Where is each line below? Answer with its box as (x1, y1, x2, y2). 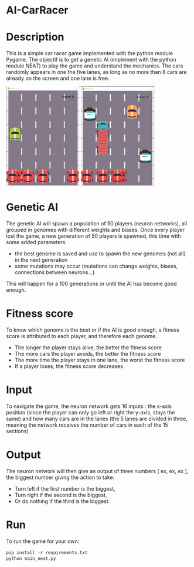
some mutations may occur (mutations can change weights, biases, (14, 262, 178, 270)
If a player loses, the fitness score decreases (14, 363, 123, 370)
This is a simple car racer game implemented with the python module (6, 50, 173, 57)
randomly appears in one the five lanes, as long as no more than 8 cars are (6, 69, 187, 76)
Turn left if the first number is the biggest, (14, 485, 115, 492)
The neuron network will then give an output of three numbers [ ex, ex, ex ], (6, 467, 189, 474)
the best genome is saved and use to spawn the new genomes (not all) (14, 250, 186, 257)
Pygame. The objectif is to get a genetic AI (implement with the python (6, 56, 177, 63)
